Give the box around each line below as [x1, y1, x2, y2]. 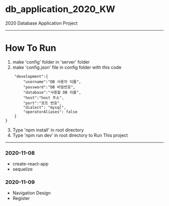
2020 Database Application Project [5, 20, 78, 26]
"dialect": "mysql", [23, 105, 66, 110]
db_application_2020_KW [5, 4, 116, 15]
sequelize [12, 166, 33, 172]
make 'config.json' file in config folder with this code [12, 64, 122, 70]
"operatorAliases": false [23, 109, 78, 114]
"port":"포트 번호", [23, 100, 62, 106]
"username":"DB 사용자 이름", [23, 79, 81, 84]
